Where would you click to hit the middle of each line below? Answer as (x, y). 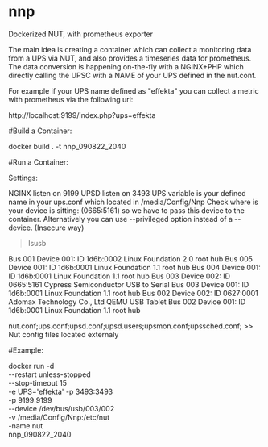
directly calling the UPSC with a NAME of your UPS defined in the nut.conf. (132, 75)
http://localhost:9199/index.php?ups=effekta (82, 115)
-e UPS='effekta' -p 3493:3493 (61, 391)
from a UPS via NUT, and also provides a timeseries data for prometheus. (130, 58)
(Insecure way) (59, 228)
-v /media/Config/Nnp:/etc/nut (59, 417)
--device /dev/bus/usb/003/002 (62, 408)
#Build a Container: (40, 131)
